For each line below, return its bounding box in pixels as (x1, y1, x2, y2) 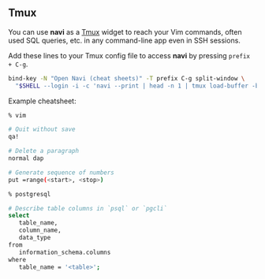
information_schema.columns (18, 248, 111, 256)
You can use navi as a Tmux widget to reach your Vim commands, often (8, 27, 242, 36)
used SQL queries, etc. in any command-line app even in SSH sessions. (8, 35, 241, 45)
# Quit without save (8, 125, 77, 133)
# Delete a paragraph (8, 147, 80, 155)
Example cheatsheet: (8, 96, 77, 106)
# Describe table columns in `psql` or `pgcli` (8, 204, 168, 212)
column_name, (18, 226, 62, 235)
